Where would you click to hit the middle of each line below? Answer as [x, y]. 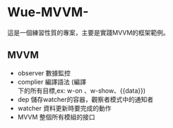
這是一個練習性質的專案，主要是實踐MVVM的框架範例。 [88, 32]
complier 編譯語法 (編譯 [52, 82]
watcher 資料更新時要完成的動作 [64, 108]
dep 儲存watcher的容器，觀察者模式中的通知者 [85, 99]
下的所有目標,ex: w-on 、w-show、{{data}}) [82, 90]
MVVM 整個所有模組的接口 [56, 117]
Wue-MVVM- [48, 12]
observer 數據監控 [44, 73]
